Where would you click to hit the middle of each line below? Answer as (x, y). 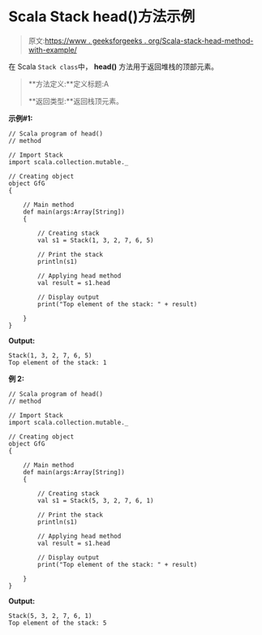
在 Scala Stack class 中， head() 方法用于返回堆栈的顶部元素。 (114, 67)
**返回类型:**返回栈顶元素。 (75, 101)
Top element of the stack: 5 (58, 623)
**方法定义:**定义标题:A (69, 84)
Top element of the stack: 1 (58, 362)
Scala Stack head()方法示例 (102, 17)
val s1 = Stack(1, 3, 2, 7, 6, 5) (96, 240)
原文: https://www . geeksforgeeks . (87, 41)
